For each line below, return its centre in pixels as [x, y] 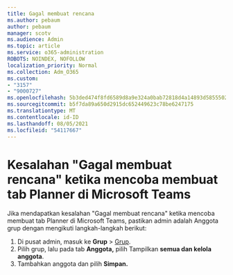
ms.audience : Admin [35, 40]
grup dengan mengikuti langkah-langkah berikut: [77, 228]
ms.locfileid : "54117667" [44, 130]
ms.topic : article [34, 46]
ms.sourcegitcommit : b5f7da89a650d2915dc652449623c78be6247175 [101, 104]
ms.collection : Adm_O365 [43, 72]
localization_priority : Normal [52, 65]
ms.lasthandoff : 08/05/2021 [48, 124]
